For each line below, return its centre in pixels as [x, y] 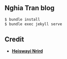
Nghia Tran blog [30, 8]
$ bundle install [22, 19]
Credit [14, 39]
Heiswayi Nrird [27, 51]
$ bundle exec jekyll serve [33, 24]
